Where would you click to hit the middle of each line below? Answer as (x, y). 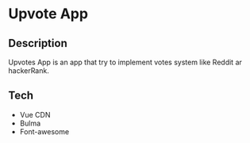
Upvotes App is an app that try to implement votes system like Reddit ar (125, 62)
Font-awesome (44, 131)
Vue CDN (35, 114)
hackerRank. (29, 71)
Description (38, 43)
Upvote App (48, 14)
